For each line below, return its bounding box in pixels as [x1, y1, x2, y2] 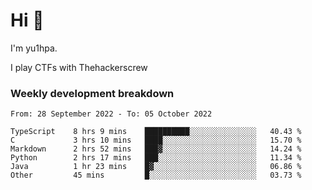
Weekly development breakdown [10, 86, 175, 100]
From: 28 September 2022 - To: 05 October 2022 [10, 109, 213, 119]
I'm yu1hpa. [10, 42, 58, 54]
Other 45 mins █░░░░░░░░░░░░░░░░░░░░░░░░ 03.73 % [10, 170, 302, 181]
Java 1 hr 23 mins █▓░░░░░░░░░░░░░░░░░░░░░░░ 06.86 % [10, 162, 302, 172]
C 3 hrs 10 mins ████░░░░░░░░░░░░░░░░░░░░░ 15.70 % [10, 135, 302, 146]
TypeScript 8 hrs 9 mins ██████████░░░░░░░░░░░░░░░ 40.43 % [10, 127, 302, 137]
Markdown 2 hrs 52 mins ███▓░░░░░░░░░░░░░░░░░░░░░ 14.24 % [10, 144, 302, 154]
